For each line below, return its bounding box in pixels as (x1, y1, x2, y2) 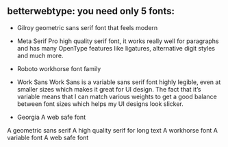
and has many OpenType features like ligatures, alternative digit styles (16, 44, 216, 52)
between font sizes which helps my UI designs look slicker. (16, 99, 183, 108)
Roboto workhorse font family (16, 64, 101, 72)
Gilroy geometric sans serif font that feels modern (16, 23, 158, 31)
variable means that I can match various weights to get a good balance (16, 92, 217, 101)
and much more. (16, 51, 64, 59)
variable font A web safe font (7, 133, 89, 142)
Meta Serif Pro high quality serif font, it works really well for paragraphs (16, 37, 219, 45)
